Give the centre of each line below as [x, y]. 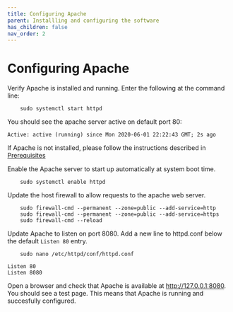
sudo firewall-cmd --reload [61, 221]
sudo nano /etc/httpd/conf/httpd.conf [77, 254]
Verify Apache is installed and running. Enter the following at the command [116, 88]
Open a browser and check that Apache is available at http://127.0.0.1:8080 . [117, 286]
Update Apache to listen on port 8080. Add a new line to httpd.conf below [115, 233]
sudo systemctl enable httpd [63, 182]
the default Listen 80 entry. [48, 241]
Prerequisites [26, 156]
